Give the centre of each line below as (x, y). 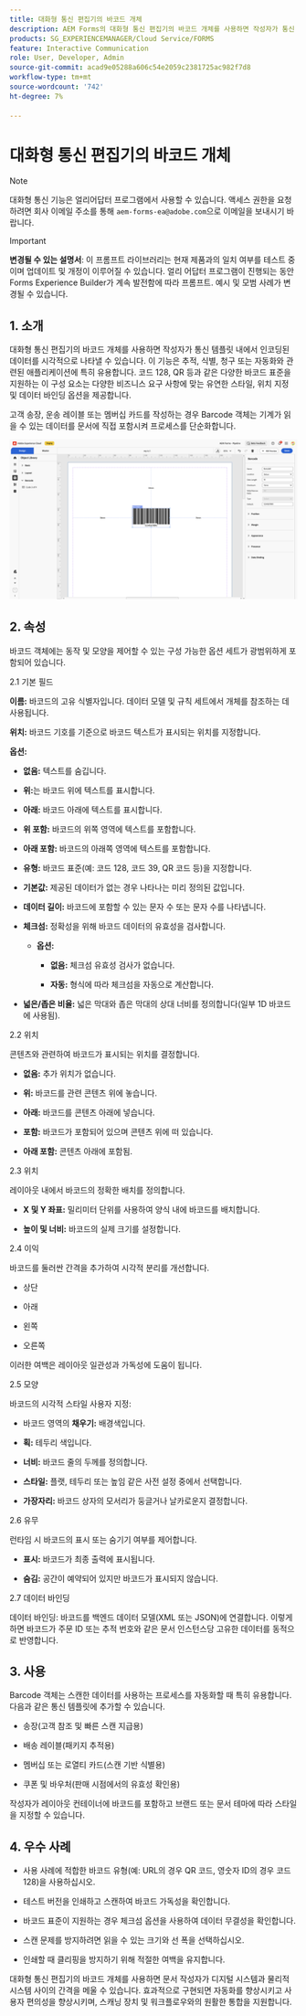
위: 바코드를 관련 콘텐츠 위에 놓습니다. (90, 1093)
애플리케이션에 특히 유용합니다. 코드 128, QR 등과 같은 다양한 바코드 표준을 (158, 372)
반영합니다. (39, 1639)
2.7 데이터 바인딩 (40, 1597)
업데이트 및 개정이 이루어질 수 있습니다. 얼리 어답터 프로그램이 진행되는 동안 (160, 271)
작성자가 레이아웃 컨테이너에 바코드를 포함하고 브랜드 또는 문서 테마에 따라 (141, 1804)
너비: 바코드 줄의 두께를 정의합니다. (85, 1461)
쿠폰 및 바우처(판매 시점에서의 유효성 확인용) (101, 1784)
